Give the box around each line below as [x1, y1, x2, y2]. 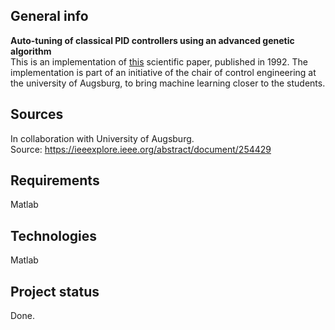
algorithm [10, 45, 52, 57]
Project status [10, 283, 100, 300]
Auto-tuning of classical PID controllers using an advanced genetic [10, 34, 295, 46]
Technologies [10, 227, 98, 244]
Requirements [10, 172, 100, 189]
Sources [10, 106, 64, 123]
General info [10, 8, 89, 25]
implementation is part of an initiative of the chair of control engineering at [10, 66, 317, 78]
